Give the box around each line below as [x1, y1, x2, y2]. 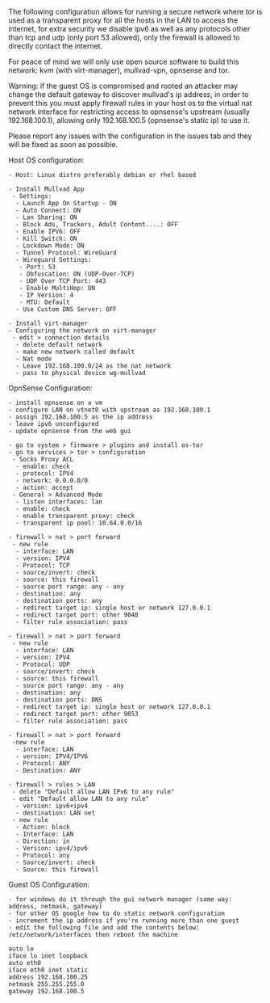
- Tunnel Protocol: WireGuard [15, 249, 117, 257]
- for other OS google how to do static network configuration [8, 909, 226, 917]
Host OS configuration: [8, 155, 85, 165]
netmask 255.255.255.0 [8, 980, 85, 988]
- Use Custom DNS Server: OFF [15, 306, 117, 314]
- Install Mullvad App [8, 185, 85, 193]
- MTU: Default [19, 298, 70, 306]
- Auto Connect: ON [15, 206, 81, 214]
